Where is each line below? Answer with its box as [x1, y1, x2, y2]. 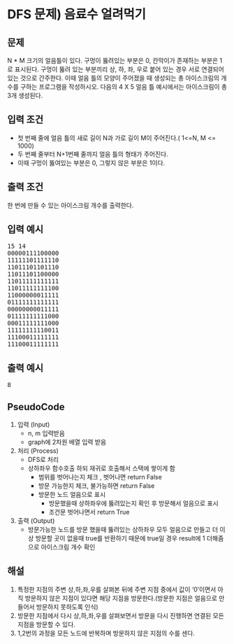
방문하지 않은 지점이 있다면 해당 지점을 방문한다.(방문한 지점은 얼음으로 [24, 594, 218, 602]
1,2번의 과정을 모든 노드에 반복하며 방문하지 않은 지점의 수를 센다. [17, 629, 196, 637]
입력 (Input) [17, 421, 50, 429]
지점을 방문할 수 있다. [17, 620, 75, 629]
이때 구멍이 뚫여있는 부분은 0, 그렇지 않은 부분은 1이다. [17, 158, 166, 167]
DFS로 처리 [27, 456, 59, 464]
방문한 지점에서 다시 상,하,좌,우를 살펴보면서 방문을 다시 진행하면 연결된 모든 [17, 611, 225, 619]
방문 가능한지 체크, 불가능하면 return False [38, 482, 155, 490]
